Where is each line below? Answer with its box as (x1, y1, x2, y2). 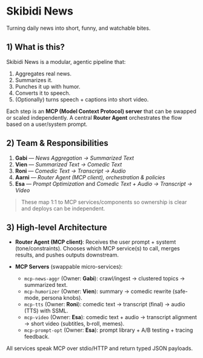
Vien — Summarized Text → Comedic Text (15, 160, 122, 168)
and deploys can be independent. (21, 205, 105, 212)
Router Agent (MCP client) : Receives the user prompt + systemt (15, 238, 176, 246)
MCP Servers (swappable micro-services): (15, 263, 123, 270)
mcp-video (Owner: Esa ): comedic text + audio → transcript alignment (24, 314, 197, 321)
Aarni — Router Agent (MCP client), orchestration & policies (15, 173, 165, 181)
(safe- (172, 287, 188, 295)
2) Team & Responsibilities (6, 138, 109, 148)
